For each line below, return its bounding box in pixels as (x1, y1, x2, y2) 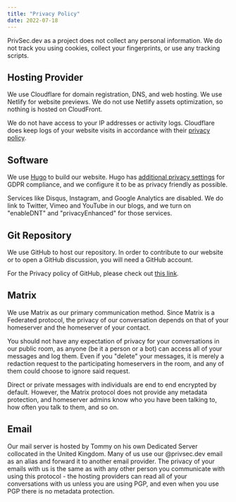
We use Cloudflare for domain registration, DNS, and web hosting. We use (7, 90, 223, 99)
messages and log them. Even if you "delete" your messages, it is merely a (7, 351, 224, 360)
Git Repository (7, 230, 72, 241)
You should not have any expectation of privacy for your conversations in (7, 337, 220, 345)
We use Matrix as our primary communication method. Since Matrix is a (7, 308, 215, 317)
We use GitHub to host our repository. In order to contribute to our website (7, 248, 223, 256)
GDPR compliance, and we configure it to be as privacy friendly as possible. (7, 180, 228, 189)
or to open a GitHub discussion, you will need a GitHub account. (7, 255, 194, 264)
